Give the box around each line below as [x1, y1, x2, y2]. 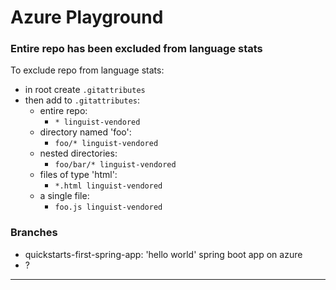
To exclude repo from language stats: [10, 64, 165, 76]
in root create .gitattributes [24, 84, 146, 96]
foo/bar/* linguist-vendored [54, 160, 177, 170]
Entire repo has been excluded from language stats [10, 42, 263, 56]
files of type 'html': [39, 169, 118, 181]
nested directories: [39, 147, 118, 160]
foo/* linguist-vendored [54, 139, 159, 149]
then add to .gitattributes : [24, 94, 141, 106]
